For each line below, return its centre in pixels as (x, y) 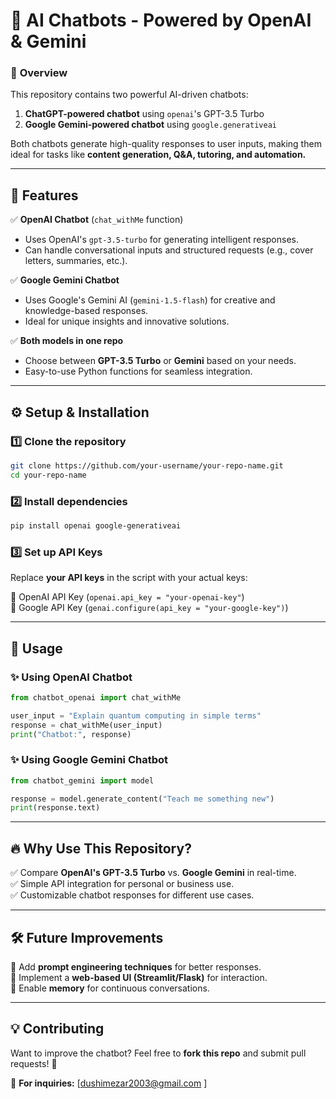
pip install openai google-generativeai (96, 526)
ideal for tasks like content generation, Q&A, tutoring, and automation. (158, 155)
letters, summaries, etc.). (76, 261)
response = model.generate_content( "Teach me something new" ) (142, 799)
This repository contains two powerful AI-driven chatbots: (129, 95)
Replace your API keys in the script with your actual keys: (129, 578)
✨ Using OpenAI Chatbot (71, 677)
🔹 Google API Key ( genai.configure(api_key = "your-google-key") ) (149, 608)
